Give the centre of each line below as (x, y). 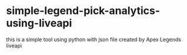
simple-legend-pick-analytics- (83, 11)
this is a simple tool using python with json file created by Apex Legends (93, 39)
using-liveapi (39, 23)
